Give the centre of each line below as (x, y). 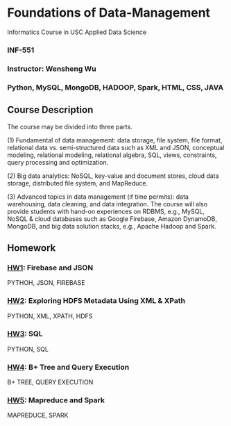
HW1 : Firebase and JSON (50, 268)
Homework (32, 248)
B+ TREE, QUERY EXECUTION (50, 382)
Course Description (50, 110)
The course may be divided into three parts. (70, 126)
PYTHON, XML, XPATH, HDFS (50, 316)
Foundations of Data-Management (109, 13)
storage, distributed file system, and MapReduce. (78, 183)
